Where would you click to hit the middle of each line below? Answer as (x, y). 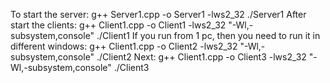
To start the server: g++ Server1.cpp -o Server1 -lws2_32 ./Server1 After (158, 14)
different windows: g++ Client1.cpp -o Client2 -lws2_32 (124, 46)
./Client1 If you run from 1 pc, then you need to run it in (208, 35)
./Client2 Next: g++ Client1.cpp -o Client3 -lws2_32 (201, 57)
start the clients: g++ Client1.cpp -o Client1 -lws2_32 (118, 25)
